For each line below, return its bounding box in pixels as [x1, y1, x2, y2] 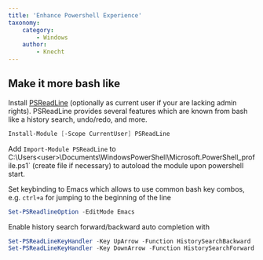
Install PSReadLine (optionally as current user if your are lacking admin [8, 97, 237, 107]
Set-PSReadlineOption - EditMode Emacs [8, 207, 135, 216]
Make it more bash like [8, 77, 120, 90]
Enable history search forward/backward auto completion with [8, 222, 210, 232]
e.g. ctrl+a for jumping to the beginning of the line [8, 192, 171, 202]
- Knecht [36, 48, 65, 56]
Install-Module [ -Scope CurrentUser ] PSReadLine [8, 130, 170, 137]
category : [22, 26, 55, 34]
